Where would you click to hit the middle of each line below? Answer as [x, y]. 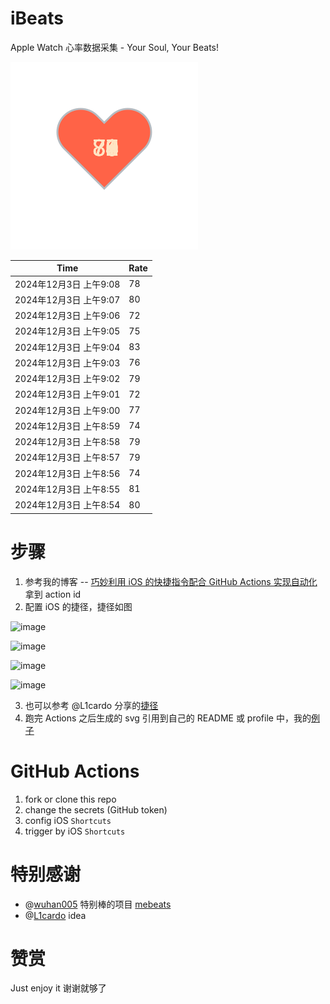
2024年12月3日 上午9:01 [67, 394]
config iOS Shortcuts [68, 820]
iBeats [37, 18]
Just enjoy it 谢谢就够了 [58, 988]
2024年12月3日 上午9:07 [67, 299]
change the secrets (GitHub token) [96, 809]
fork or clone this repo [70, 799]
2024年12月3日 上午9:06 [67, 316]
